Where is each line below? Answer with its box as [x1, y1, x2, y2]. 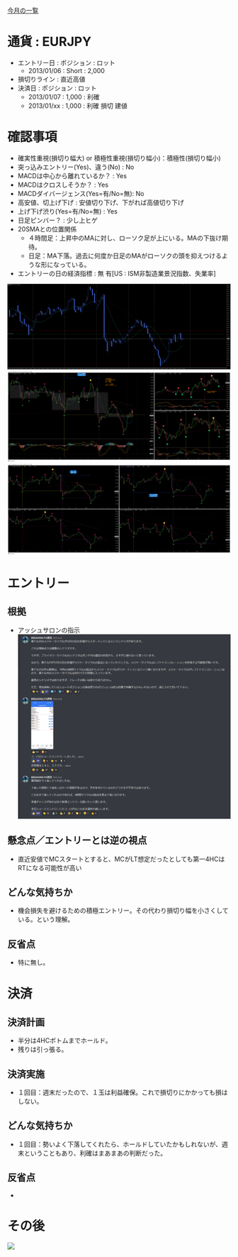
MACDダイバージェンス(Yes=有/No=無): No [17, 189, 144, 197]
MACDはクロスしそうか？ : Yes [17, 180, 108, 189]
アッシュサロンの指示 [17, 625, 80, 634]
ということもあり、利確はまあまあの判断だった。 [23, 1148, 167, 1157]
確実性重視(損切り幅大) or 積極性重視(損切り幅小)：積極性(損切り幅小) [17, 153, 221, 162]
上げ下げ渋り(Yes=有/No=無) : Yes [17, 207, 118, 215]
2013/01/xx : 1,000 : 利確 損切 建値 [28, 101, 127, 110]
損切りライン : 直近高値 [17, 75, 86, 83]
